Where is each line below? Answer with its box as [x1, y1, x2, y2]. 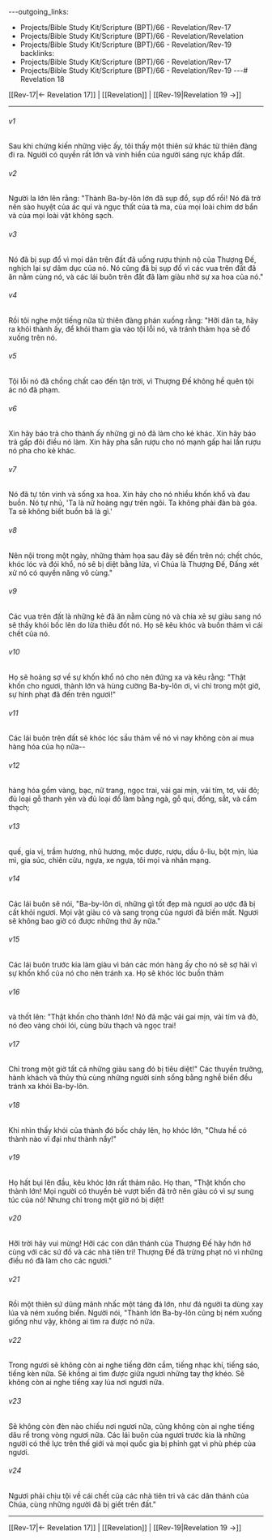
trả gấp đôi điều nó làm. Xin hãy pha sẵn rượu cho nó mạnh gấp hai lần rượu [8, 437, 261, 447]
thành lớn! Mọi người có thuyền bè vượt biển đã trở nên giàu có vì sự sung [8, 1186, 254, 1195]
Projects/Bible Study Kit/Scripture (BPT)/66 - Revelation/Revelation [19, 32, 244, 41]
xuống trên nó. [8, 332, 57, 342]
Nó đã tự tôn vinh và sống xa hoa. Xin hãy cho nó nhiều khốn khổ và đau [8, 490, 251, 500]
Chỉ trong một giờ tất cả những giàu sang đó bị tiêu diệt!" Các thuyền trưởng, [8, 1064, 264, 1074]
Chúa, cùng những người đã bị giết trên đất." [8, 1499, 156, 1509]
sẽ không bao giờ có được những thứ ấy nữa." [8, 916, 161, 925]
